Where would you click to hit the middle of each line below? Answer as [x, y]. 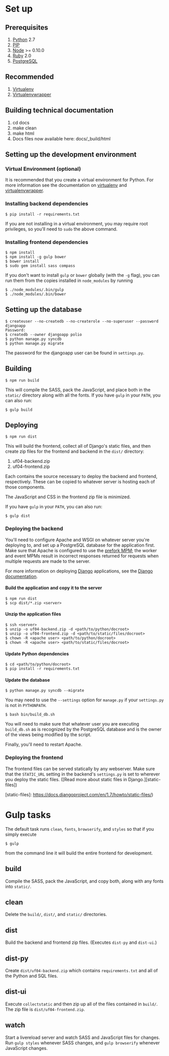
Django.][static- [144, 779]
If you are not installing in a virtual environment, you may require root [77, 223]
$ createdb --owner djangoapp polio [44, 334]
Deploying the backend [34, 529]
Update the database [28, 680]
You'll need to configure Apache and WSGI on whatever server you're [77, 540]
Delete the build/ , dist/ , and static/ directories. [56, 915]
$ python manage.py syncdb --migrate [45, 691]
